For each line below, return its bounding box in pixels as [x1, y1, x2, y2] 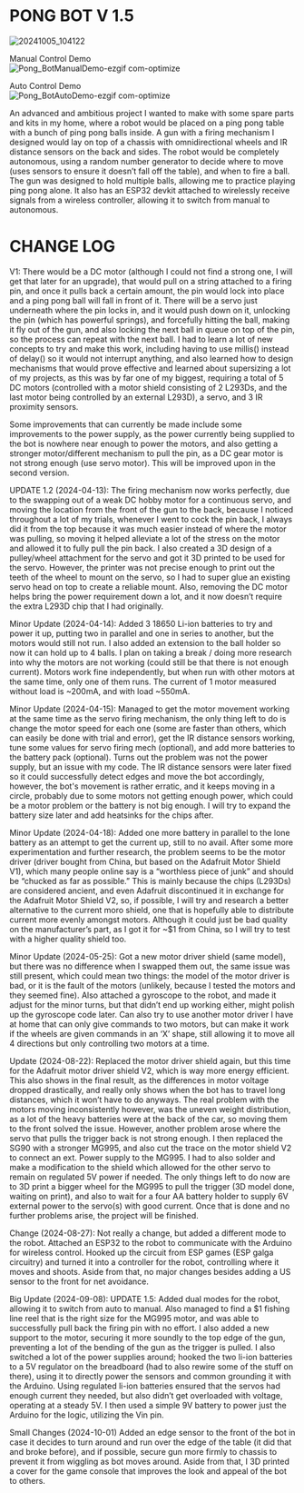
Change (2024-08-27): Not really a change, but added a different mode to [9, 1228, 287, 1239]
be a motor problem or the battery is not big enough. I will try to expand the [9, 800, 291, 811]
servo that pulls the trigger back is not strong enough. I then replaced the [9, 1132, 283, 1143]
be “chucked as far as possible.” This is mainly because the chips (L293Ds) [9, 875, 292, 886]
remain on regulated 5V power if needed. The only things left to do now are [9, 1171, 290, 1182]
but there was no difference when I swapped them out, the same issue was [9, 960, 290, 971]
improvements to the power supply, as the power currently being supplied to [9, 428, 295, 439]
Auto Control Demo [9, 80, 82, 91]
